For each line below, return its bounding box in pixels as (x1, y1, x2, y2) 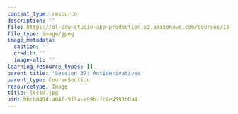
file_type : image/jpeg (7, 30, 74, 38)
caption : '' (13, 43, 50, 50)
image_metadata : (7, 37, 55, 44)
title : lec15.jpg (7, 89, 59, 96)
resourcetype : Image (7, 83, 69, 90)
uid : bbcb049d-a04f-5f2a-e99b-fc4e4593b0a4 (7, 96, 138, 103)
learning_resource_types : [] (7, 63, 93, 70)
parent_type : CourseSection (7, 76, 91, 84)
